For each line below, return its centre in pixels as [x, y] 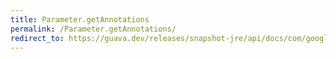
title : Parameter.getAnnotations [80, 19]
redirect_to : [37, 38]
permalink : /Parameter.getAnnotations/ [93, 29]
